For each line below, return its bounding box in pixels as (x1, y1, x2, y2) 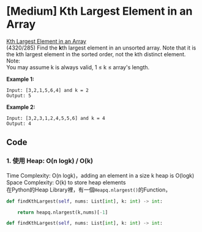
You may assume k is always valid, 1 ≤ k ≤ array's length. (6, 63, 150, 71)
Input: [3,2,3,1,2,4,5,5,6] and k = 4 (6, 115, 105, 121)
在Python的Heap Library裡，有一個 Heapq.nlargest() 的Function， (6, 185, 171, 193)
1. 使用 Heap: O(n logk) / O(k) (6, 157, 94, 165)
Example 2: (6, 103, 36, 111)
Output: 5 (6, 92, 32, 99)
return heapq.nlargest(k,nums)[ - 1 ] (17, 209, 108, 215)
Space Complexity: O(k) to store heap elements (6, 179, 126, 186)
